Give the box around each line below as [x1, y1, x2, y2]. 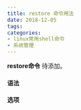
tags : [7, 23, 23, 30]
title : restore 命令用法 [7, 10, 74, 17]
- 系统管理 [7, 42, 34, 49]
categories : [7, 29, 41, 36]
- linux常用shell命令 [7, 36, 65, 43]
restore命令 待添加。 [7, 62, 67, 69]
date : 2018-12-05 [7, 16, 57, 23]
